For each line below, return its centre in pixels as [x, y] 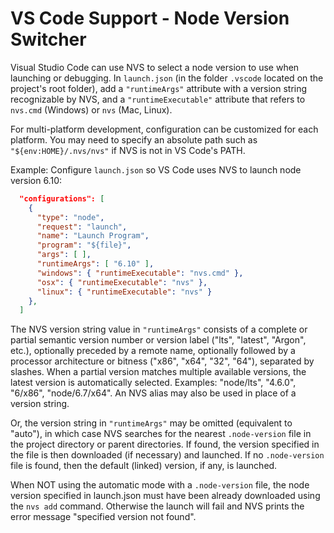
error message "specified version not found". [103, 517]
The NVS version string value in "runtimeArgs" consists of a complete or [159, 329]
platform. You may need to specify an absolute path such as [134, 139]
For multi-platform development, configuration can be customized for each [164, 129]
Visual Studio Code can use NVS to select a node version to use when [155, 67]
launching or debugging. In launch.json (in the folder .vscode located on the [167, 78]
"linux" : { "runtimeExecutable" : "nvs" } [124, 292]
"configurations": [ [62, 198]
